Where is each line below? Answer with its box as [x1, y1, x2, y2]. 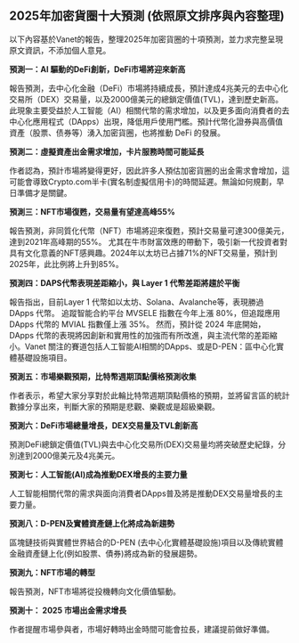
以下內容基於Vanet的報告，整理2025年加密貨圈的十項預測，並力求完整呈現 [9, 34, 284, 45]
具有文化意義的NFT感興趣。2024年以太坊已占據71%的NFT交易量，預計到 [9, 248, 278, 258]
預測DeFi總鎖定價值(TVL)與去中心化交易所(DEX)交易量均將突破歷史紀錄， [9, 439, 279, 450]
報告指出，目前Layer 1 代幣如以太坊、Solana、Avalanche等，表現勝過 [9, 297, 264, 307]
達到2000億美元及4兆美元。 [16, 450, 120, 460]
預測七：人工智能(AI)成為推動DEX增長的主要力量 [9, 468, 188, 479]
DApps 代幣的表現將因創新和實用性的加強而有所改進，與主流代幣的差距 [9, 330, 270, 340]
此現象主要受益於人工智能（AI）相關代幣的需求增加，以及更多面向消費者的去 [9, 105, 290, 116]
